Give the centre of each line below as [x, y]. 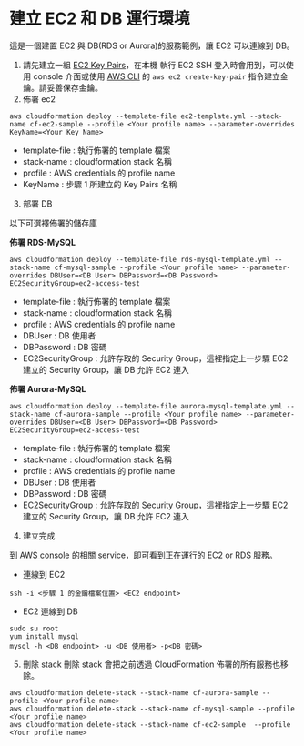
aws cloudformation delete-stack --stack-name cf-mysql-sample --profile [152, 709]
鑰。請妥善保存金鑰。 [62, 87]
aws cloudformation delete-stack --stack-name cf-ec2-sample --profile [150, 724]
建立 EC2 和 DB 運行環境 [100, 19]
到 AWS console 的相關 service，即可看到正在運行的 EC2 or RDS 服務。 [143, 555]
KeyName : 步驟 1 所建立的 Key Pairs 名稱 [100, 184]
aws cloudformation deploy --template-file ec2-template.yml [128, 116]
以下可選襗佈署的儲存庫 [53, 223]
